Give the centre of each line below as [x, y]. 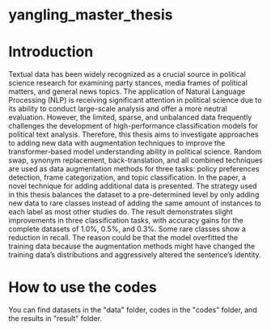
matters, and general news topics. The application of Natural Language [127, 91]
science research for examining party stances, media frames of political [128, 83]
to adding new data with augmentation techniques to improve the [117, 143]
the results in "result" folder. [55, 319]
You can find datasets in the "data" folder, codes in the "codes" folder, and [133, 310]
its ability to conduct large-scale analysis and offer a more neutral [118, 109]
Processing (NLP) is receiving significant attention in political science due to [135, 100]
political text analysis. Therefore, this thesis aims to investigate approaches [133, 134]
